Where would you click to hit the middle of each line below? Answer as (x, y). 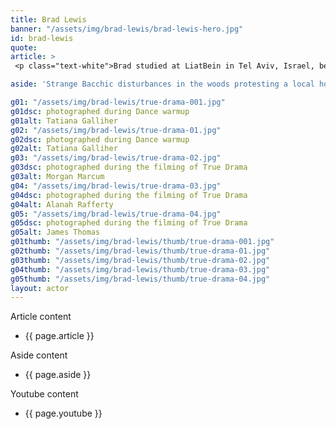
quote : (24, 47)
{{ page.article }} (59, 336)
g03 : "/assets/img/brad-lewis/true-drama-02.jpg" (116, 158)
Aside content (39, 355)
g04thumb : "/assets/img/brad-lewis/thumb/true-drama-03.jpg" (140, 269)
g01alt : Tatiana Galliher (64, 121)
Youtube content (44, 394)
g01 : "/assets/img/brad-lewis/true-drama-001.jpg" (118, 102)
